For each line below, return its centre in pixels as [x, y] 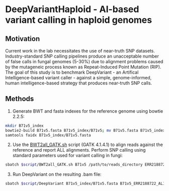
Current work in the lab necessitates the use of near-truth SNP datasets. [80, 51]
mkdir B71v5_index [24, 126]
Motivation [23, 39]
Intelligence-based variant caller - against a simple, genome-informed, [78, 78]
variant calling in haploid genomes [79, 20]
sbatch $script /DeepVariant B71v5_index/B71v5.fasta [62, 184]
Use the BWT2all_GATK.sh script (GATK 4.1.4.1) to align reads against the [88, 145]
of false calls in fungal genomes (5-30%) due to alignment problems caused [84, 61]
